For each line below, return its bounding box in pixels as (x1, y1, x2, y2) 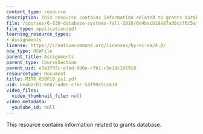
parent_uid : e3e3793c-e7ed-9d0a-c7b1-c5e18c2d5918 (6, 65, 137, 71)
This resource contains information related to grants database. (6, 121, 162, 128)
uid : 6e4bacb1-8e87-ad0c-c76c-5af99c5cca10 (6, 82, 118, 88)
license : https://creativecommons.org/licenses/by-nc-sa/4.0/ (6, 43, 166, 49)
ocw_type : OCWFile (6, 48, 53, 54)
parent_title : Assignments (6, 54, 74, 60)
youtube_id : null (11, 104, 56, 110)
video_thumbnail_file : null (11, 93, 83, 99)
